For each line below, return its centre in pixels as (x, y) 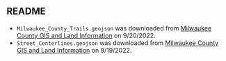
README (26, 11)
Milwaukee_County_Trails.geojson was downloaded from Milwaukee (114, 28)
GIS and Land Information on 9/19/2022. (74, 50)
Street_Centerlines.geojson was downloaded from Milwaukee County (118, 43)
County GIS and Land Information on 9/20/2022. (86, 35)
